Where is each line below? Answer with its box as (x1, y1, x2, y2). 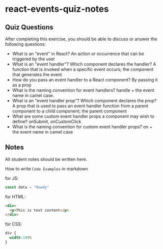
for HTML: (5, 194, 26, 199)
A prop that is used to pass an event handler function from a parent (12, 103, 149, 109)
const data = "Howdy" (5, 185, 50, 190)
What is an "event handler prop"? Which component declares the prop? (12, 98, 157, 104)
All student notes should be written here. (5, 156, 87, 162)
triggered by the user (12, 56, 55, 62)
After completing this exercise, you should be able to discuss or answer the (5, 36, 158, 42)
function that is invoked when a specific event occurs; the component (12, 66, 154, 72)
